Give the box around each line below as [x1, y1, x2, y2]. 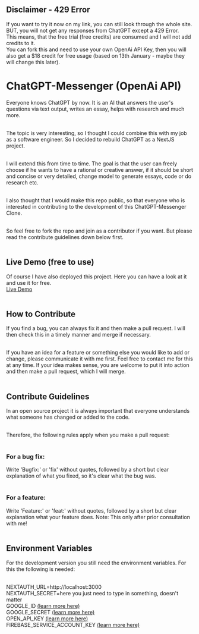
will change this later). [6, 58, 61, 65]
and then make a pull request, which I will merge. [6, 368, 126, 375]
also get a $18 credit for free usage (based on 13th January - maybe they [6, 52, 185, 59]
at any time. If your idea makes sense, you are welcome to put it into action [6, 362, 189, 369]
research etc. [6, 178, 39, 186]
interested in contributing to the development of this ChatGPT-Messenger [6, 203, 187, 210]
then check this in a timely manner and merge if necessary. [6, 331, 151, 338]
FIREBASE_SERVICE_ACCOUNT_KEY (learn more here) [6, 621, 140, 628]
